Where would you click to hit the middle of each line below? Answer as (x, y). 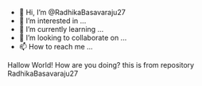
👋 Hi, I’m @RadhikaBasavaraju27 (72, 12)
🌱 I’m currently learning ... (61, 29)
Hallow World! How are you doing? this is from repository (101, 65)
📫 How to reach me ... (56, 47)
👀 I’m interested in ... (52, 21)
